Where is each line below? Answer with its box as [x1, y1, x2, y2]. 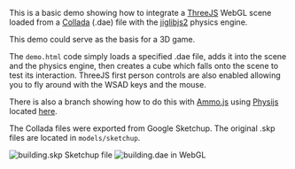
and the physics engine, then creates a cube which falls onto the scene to [9, 61, 279, 71]
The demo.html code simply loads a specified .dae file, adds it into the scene [9, 51, 287, 61]
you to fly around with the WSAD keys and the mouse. [9, 80, 206, 89]
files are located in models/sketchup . [9, 133, 141, 142]
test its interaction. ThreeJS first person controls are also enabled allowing [9, 70, 281, 81]
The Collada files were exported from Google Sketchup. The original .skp [9, 123, 276, 134]
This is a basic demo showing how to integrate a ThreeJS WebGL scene [9, 8, 272, 18]
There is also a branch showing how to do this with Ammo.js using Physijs [9, 96, 279, 107]
